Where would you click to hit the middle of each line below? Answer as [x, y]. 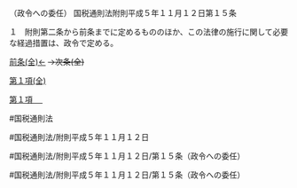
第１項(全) [28, 81]
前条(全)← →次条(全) [47, 62]
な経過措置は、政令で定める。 [63, 43]
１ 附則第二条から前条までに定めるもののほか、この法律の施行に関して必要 [149, 32]
